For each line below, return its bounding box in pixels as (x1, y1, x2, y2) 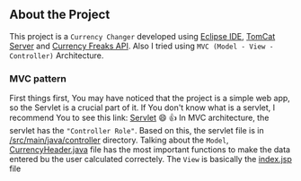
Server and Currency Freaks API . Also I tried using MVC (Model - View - (9, 40, 274, 51)
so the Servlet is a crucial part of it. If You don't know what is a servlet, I (9, 102, 276, 113)
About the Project (9, 7, 111, 22)
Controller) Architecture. (9, 49, 104, 61)
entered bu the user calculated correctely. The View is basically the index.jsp (9, 154, 292, 165)
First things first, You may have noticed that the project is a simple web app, (9, 93, 290, 104)
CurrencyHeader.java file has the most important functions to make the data (9, 144, 290, 155)
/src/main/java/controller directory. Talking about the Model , (9, 134, 229, 146)
